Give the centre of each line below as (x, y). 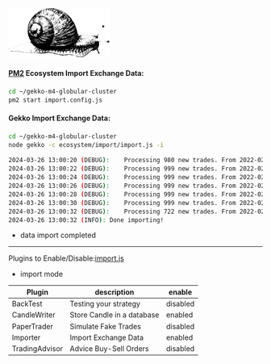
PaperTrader (33, 326)
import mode (41, 274)
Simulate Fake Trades (105, 326)
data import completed (58, 235)
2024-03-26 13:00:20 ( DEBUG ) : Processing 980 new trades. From (122, 161)
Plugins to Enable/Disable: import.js (67, 258)
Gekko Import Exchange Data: (60, 118)
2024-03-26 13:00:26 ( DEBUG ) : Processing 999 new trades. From (122, 186)
